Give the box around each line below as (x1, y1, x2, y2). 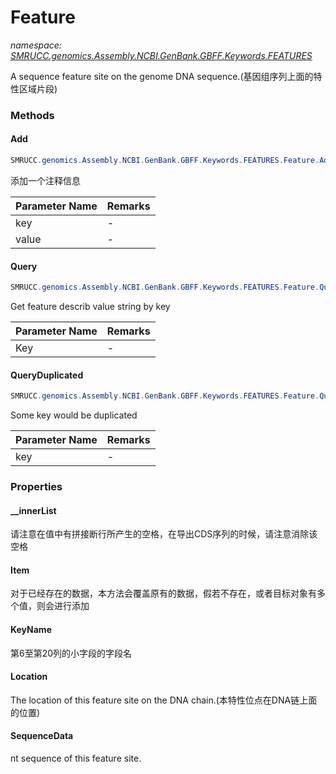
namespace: (10, 39, 62, 51)
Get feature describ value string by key (10, 301, 171, 313)
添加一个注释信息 (10, 174, 81, 186)
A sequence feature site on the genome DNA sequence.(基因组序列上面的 (10, 70, 314, 82)
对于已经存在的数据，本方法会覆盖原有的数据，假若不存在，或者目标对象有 (10, 587, 317, 600)
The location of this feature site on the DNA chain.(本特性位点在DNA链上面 (10, 694, 318, 706)
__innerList (10, 504, 57, 516)
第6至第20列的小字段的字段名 (10, 647, 133, 659)
